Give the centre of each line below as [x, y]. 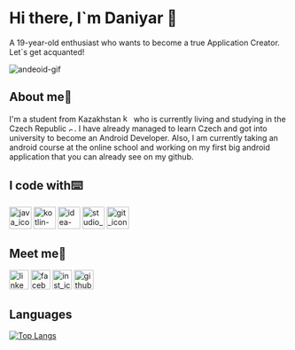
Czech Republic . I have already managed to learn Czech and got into [138, 128]
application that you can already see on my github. [101, 156]
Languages [41, 314]
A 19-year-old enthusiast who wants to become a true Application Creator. [145, 43]
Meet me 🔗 [38, 253]
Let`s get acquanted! [47, 51]
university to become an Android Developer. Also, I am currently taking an [144, 137]
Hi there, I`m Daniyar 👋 [93, 18]
